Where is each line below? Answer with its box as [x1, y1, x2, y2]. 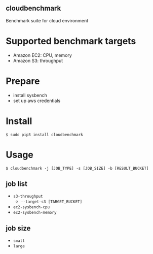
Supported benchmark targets [6, 36, 136, 47]
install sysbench [13, 92, 48, 98]
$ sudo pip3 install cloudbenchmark [6, 132, 83, 137]
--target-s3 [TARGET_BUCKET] [20, 199, 83, 205]
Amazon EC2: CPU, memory [13, 52, 72, 58]
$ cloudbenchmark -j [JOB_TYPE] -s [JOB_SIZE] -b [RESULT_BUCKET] [6, 166, 149, 171]
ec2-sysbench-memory [13, 210, 57, 215]
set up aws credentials [13, 98, 61, 104]
